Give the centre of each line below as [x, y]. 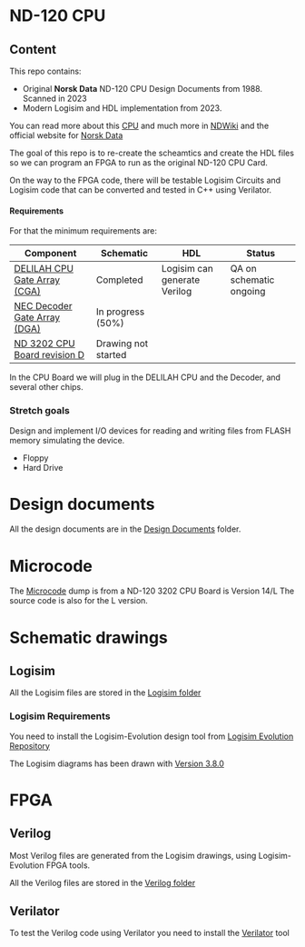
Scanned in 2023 [55, 98]
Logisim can [187, 269]
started [111, 355]
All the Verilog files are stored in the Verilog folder [103, 882]
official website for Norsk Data [66, 135]
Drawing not [122, 344]
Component [50, 254]
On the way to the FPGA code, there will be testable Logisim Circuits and [145, 180]
